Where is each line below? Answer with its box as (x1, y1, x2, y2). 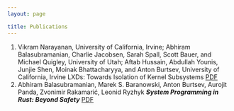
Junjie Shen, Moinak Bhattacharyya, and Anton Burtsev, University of (17, 65, 220, 74)
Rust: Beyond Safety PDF (17, 95, 94, 103)
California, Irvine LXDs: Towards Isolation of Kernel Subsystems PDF (17, 72, 218, 81)
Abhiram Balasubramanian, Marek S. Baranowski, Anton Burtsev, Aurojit (17, 80, 227, 88)
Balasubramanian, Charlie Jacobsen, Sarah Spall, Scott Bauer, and (17, 50, 212, 59)
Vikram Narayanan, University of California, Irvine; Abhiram (17, 42, 191, 51)
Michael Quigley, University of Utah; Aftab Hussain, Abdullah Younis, (17, 57, 218, 66)
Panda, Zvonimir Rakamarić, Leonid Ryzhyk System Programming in (17, 88, 219, 96)
